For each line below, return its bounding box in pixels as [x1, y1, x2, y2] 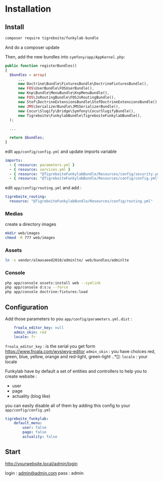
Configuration [5, 303, 49, 311]
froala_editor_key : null [14, 325, 64, 330]
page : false [22, 430, 47, 435]
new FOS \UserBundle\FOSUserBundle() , [17, 86, 95, 91]
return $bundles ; [9, 135, 45, 140]
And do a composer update [5, 44, 60, 50]
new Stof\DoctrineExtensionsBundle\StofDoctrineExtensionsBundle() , [17, 99, 160, 104]
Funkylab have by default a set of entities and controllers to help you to [5, 368, 147, 374]
